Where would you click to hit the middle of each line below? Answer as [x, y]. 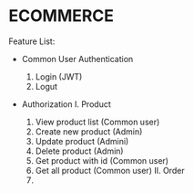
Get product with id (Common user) [102, 160]
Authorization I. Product [66, 104]
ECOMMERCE [61, 16]
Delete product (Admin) [79, 151]
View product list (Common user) [97, 122]
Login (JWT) [59, 76]
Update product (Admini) [82, 141]
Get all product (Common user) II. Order [110, 170]
